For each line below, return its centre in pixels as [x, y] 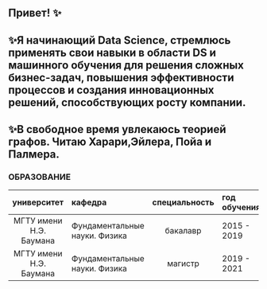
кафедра [89, 202]
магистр [183, 264]
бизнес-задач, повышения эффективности [121, 78]
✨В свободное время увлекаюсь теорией [117, 129]
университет [38, 202]
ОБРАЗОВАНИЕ [40, 177]
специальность [183, 202]
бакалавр [183, 231]
